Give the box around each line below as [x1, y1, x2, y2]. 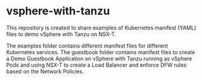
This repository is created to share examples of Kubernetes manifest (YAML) [6, 24, 197, 31]
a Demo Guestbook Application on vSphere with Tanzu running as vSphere [6, 55, 192, 62]
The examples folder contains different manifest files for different [6, 42, 168, 49]
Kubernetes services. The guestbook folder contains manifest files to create [6, 48, 195, 55]
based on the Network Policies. [6, 67, 84, 75]
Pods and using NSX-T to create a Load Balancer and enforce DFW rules [6, 61, 187, 69]
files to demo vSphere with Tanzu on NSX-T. [6, 30, 116, 37]
